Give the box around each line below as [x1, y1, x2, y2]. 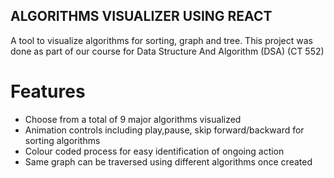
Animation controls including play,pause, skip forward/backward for [24, 124, 305, 136]
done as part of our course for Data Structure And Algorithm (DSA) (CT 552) [10, 45, 325, 57]
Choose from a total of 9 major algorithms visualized [24, 113, 242, 125]
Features [10, 80, 86, 103]
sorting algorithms [24, 134, 101, 146]
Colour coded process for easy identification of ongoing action [24, 145, 285, 157]
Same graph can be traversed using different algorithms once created [24, 155, 313, 168]
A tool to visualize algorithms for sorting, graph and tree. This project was [10, 34, 313, 46]
